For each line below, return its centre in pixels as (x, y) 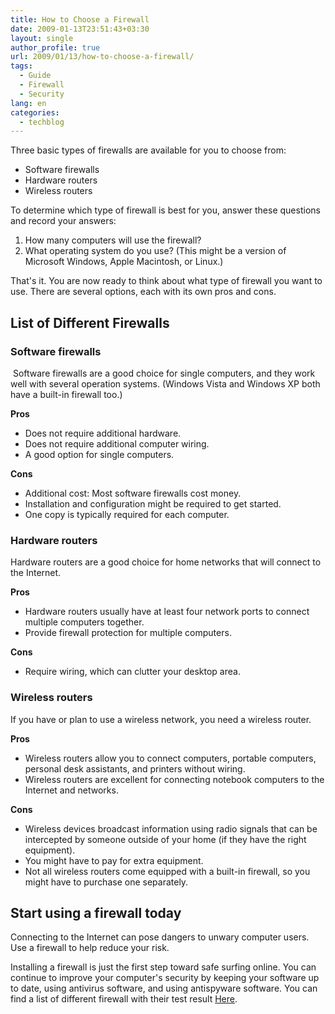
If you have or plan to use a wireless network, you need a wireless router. (161, 719)
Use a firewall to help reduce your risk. (90, 948)
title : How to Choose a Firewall (80, 19)
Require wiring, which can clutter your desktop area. (132, 672)
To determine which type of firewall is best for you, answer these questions (165, 210)
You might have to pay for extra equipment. (114, 860)
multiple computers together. (84, 622)
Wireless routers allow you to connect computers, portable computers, (170, 758)
